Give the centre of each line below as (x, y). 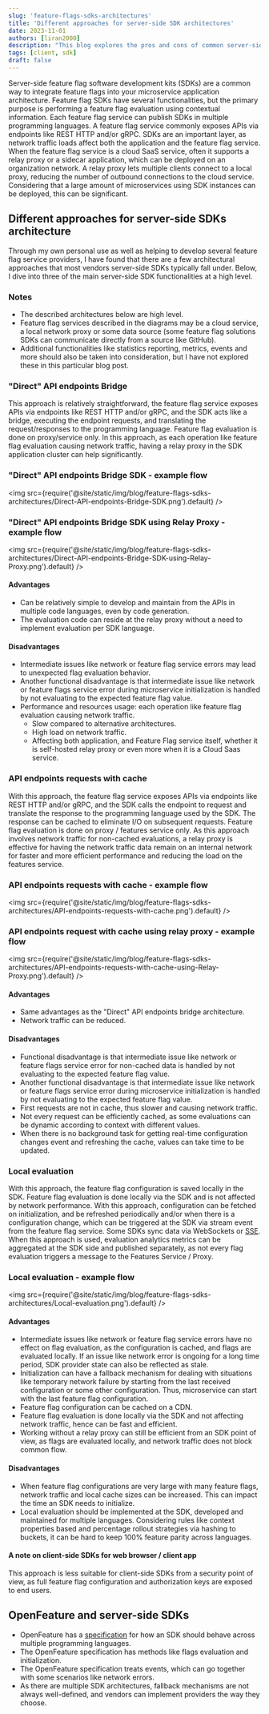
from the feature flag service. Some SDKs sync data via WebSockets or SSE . (134, 1230)
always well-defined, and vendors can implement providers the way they (140, 1694)
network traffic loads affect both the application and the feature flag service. (134, 142)
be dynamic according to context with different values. (110, 1125)
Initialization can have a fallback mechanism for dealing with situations (136, 1373)
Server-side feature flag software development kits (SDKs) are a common (129, 83)
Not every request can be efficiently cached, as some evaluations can (135, 1116)
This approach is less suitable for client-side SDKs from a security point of (131, 1573)
